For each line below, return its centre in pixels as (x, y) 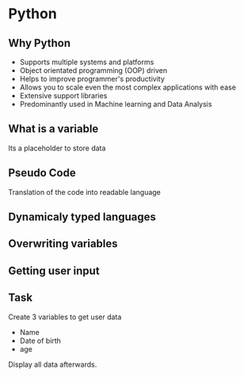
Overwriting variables (63, 244)
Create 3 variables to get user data (65, 317)
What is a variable (53, 129)
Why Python (40, 43)
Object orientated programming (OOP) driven (93, 70)
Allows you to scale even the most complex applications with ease (128, 87)
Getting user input (54, 270)
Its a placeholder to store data (57, 148)
